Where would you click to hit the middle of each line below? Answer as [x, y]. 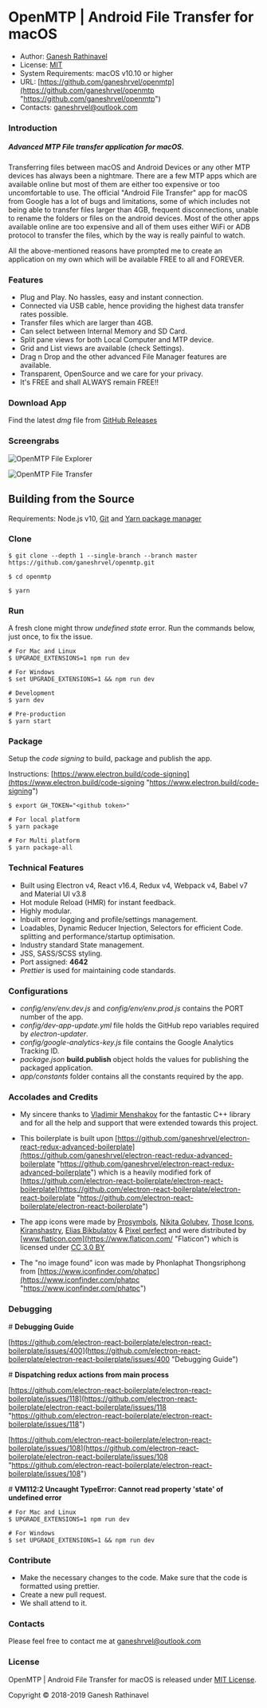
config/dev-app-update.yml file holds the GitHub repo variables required [139, 1026]
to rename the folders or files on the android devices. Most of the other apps [134, 218]
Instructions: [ [31, 774]
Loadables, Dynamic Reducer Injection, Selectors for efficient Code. [131, 928]
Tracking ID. [39, 1051]
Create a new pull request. [63, 1594]
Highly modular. [45, 911]
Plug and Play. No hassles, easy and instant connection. [112, 297]
